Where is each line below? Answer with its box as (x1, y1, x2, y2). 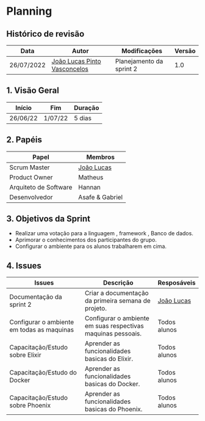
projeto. (84, 304, 107, 313)
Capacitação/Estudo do (9, 368, 77, 377)
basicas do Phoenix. (84, 405, 143, 414)
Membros (86, 153, 115, 161)
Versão (174, 47, 196, 55)
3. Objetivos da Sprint (6, 214, 90, 224)
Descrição (103, 279, 134, 287)
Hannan (78, 183, 101, 191)
